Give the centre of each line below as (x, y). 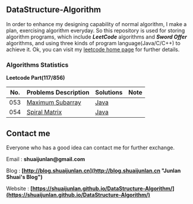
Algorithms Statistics (37, 65)
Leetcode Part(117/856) (36, 78)
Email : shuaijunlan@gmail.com (46, 159)
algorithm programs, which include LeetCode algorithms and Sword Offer (96, 37)
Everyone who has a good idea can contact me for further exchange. (91, 147)
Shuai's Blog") (24, 177)
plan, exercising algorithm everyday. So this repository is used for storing (96, 30)
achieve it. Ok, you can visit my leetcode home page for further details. (93, 49)
